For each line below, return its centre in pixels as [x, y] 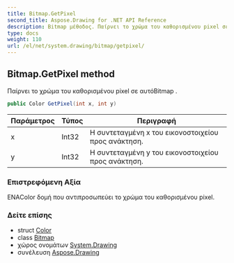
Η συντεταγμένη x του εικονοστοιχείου [154, 132]
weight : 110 [24, 40]
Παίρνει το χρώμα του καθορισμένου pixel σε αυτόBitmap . [92, 90]
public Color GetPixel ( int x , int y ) [62, 104]
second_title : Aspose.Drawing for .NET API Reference [87, 20]
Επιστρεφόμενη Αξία [44, 182]
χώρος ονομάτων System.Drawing [67, 245]
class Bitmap [36, 238]
